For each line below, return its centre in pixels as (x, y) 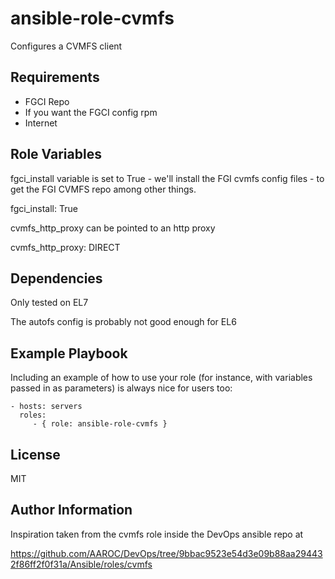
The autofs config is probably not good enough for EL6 (123, 322)
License (35, 454)
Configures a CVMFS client (66, 46)
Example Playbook (69, 353)
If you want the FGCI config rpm (91, 112)
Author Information (71, 510)
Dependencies (56, 278)
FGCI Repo (47, 101)
